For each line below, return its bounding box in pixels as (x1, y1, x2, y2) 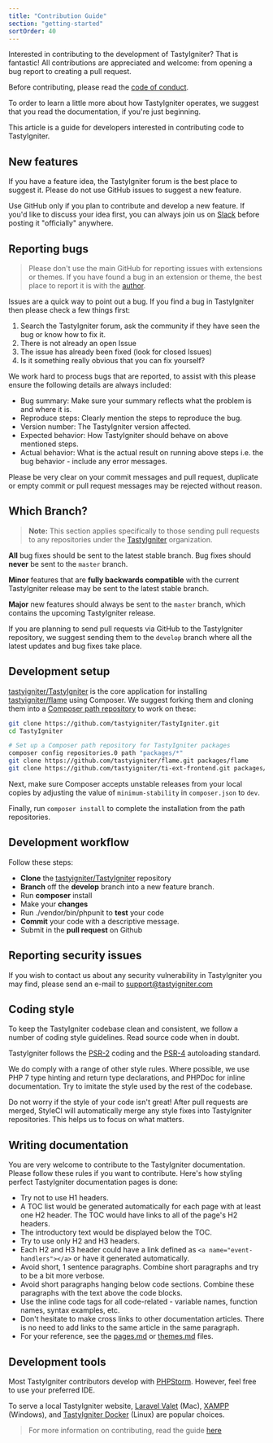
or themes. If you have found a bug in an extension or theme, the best (28, 272, 262, 282)
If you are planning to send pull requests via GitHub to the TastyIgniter (8, 624, 244, 634)
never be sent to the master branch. (8, 559, 128, 568)
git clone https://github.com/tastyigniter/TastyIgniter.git (8, 719, 220, 727)
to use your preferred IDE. (8, 1385, 96, 1395)
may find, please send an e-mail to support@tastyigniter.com (8, 979, 214, 989)
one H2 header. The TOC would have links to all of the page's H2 (19, 1210, 238, 1220)
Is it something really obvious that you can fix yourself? (19, 356, 206, 365)
